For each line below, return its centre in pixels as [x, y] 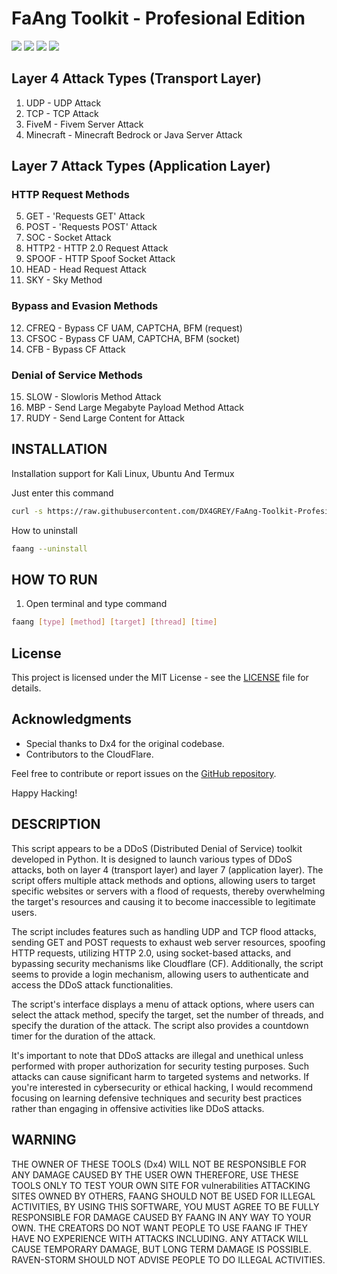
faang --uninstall [49, 548]
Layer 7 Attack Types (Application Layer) [141, 166]
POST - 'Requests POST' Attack [91, 227]
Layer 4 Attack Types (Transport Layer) [136, 78]
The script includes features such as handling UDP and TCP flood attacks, [164, 931]
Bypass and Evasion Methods [85, 306]
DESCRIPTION [56, 824]
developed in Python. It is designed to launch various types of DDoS [152, 859]
